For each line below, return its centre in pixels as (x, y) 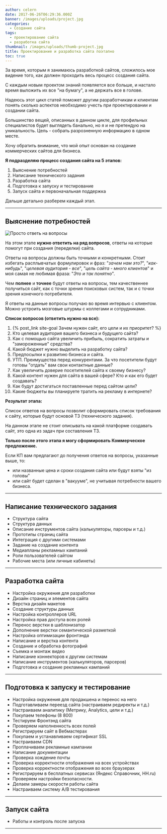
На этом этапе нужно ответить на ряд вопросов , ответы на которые (79, 243)
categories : (17, 24)
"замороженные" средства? (42, 344)
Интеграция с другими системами (49, 540)
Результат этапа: (24, 401)
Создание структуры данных (43, 609)
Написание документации (40, 752)
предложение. (21, 446)
